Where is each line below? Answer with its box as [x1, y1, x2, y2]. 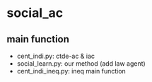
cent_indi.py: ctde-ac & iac [16, 52, 95, 60]
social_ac [6, 5, 64, 21]
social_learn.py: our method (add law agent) [16, 59, 146, 68]
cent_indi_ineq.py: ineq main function [16, 67, 127, 75]
